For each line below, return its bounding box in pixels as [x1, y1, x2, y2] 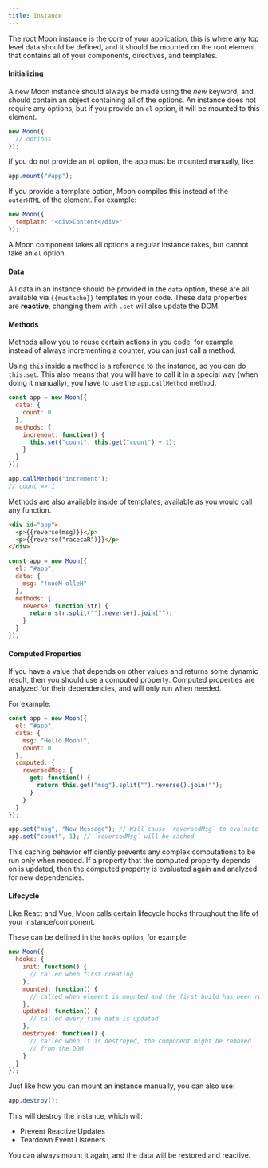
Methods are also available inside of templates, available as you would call [8, 497, 253, 506]
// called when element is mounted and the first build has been [29, 992, 251, 1000]
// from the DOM [29, 1044, 84, 1052]
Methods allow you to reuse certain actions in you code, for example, [8, 337, 235, 347]
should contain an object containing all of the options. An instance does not [8, 95, 257, 105]
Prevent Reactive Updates [19, 1126, 106, 1136]
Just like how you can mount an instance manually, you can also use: [8, 1081, 235, 1091]
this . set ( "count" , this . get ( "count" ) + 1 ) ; [29, 438, 177, 446]
